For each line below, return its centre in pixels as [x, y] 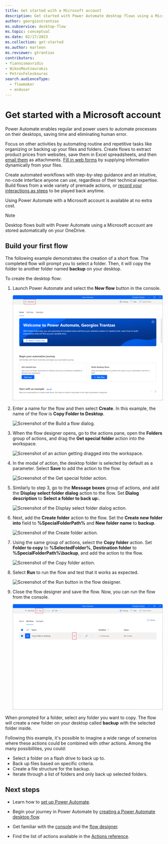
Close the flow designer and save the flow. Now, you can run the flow [84, 592]
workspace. [24, 444]
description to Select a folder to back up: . [56, 498]
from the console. [30, 597]
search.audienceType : [28, 79]
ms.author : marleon [25, 47]
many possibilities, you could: [36, 748]
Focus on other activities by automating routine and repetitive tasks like [78, 144]
